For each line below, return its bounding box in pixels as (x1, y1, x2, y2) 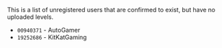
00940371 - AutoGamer (16, 26, 81, 34)
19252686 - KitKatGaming (16, 33, 87, 41)
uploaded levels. (7, 13, 53, 21)
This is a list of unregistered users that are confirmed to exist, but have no (7, 6, 216, 14)
